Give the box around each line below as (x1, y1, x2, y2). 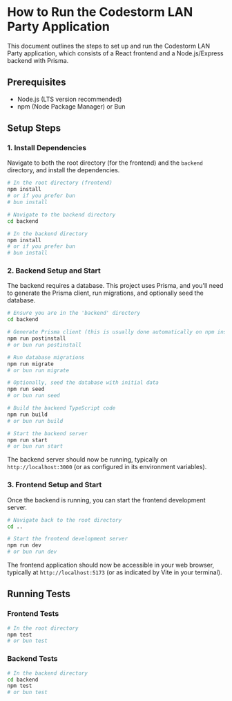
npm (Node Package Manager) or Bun (17, 102, 126, 111)
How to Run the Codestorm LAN (7, 4, 193, 20)
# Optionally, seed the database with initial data (7, 379, 159, 386)
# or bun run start (7, 443, 64, 450)
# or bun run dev (7, 548, 57, 556)
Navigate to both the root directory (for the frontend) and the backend (7, 158, 204, 167)
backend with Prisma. (7, 56, 69, 64)
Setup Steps (7, 122, 61, 134)
